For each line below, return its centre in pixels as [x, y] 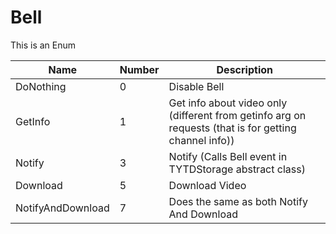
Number [139, 69]
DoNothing [41, 86]
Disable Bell [196, 86]
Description [244, 69]
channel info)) [201, 140]
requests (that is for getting [232, 128]
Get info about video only [228, 103]
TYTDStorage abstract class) [237, 169]
